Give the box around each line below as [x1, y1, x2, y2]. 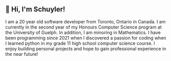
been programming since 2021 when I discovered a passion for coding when [5, 35, 166, 41]
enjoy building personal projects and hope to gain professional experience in [5, 45, 166, 51]
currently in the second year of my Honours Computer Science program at [5, 24, 162, 30]
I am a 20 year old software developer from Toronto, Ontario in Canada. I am [5, 18, 166, 24]
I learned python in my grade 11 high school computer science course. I [5, 40, 155, 46]
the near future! [5, 51, 38, 57]
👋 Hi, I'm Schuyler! [5, 5, 65, 14]
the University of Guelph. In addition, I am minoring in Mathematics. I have [5, 29, 161, 36]
